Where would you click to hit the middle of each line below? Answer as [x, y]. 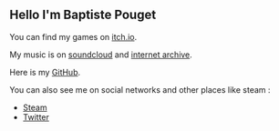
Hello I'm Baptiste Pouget [83, 15]
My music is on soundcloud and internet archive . [101, 55]
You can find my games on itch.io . [73, 36]
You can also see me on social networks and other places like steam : [140, 89]
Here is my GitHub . [45, 72]
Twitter [36, 116]
